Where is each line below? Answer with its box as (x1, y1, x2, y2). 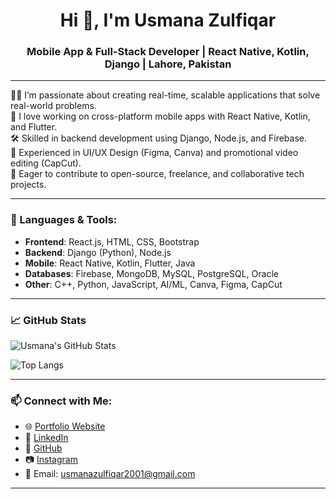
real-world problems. (10, 100, 97, 112)
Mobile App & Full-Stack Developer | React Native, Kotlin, (26, 45, 310, 59)
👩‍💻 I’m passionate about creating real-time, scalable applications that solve (10, 89, 321, 101)
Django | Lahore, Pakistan (104, 57, 232, 71)
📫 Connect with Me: (10, 394, 113, 408)
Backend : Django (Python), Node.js (24, 246, 172, 258)
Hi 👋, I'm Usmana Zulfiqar (59, 9, 277, 32)
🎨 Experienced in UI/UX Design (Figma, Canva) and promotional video (10, 147, 299, 159)
